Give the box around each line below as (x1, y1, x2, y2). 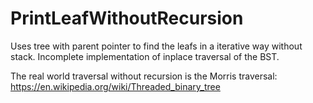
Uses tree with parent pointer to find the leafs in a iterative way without (10, 40, 303, 52)
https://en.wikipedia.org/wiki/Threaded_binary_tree (10, 80, 221, 92)
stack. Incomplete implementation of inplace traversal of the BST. (10, 50, 280, 62)
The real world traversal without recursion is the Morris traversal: (10, 70, 278, 82)
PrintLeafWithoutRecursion (10, 7, 244, 30)
